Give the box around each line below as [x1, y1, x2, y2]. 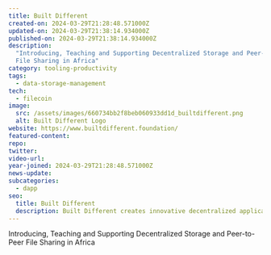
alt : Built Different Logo [15, 117, 106, 125]
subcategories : [8, 177, 60, 186]
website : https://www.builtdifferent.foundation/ [8, 124, 179, 132]
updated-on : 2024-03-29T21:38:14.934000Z [8, 27, 150, 35]
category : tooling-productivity [8, 65, 117, 73]
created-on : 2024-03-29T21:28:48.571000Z [8, 19, 150, 27]
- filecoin [15, 94, 52, 102]
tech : [8, 86, 27, 95]
